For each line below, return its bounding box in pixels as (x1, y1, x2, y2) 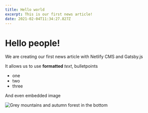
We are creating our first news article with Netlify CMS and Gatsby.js (5, 54, 143, 59)
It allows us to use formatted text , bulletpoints (5, 63, 98, 69)
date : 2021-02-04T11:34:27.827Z (5, 16, 71, 21)
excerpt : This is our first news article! (5, 12, 93, 17)
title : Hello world (5, 7, 45, 12)
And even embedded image (5, 93, 61, 99)
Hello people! (5, 37, 60, 49)
